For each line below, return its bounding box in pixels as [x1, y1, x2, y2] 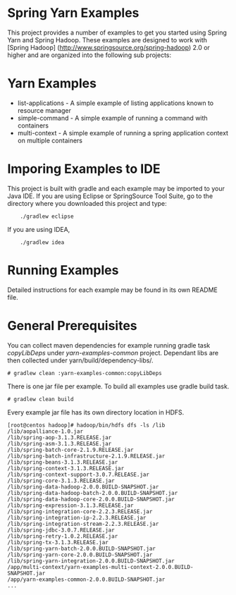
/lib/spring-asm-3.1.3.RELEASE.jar [7, 440, 112, 447]
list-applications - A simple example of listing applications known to [17, 99, 214, 107]
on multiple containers [17, 136, 83, 145]
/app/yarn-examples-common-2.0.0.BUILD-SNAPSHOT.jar [7, 576, 166, 583]
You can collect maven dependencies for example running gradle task [7, 341, 211, 350]
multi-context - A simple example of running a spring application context [17, 128, 229, 137]
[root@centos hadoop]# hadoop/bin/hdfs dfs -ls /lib [7, 422, 166, 429]
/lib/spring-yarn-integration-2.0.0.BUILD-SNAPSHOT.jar [7, 557, 175, 565]
